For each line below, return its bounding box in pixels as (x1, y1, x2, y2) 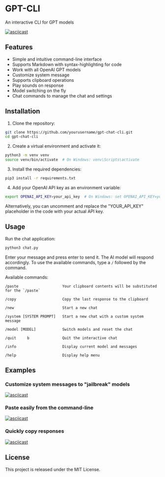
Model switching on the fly (12, 87, 66, 94)
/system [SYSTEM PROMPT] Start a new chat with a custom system (5, 314, 144, 319)
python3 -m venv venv (5, 153, 50, 158)
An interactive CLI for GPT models (5, 19, 74, 25)
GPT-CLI (5, 3, 40, 14)
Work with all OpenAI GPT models (12, 67, 81, 72)
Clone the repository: (12, 120, 55, 126)
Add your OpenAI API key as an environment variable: (12, 184, 121, 190)
